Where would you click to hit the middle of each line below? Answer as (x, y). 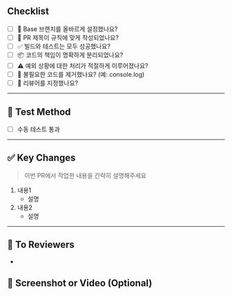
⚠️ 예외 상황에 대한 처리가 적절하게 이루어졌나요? (83, 66)
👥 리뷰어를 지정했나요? (47, 83)
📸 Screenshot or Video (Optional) (80, 283)
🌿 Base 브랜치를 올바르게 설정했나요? (67, 29)
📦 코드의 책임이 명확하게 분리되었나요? (70, 55)
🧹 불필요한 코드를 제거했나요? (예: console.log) (81, 75)
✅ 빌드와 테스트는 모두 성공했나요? (64, 46)
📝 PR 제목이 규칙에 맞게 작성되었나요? (68, 37)
